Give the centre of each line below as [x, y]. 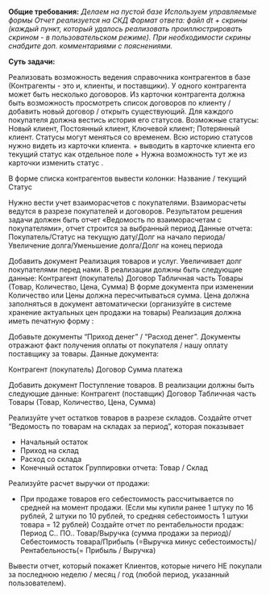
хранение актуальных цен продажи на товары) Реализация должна [125, 312]
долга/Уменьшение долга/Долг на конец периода [137, 245]
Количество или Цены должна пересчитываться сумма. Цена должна [129, 295]
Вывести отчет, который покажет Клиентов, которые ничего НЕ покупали [135, 566]
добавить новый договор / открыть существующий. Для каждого [121, 111]
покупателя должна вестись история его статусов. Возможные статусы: [134, 120]
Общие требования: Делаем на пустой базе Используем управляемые [133, 12]
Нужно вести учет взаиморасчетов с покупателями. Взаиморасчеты [127, 202]
